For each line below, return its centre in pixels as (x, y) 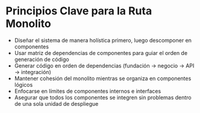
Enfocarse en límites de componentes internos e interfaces (88, 91)
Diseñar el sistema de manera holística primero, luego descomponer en (103, 40)
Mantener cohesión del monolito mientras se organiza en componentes (103, 78)
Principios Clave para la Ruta (79, 11)
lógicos (23, 84)
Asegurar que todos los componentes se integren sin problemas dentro (103, 97)
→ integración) (33, 72)
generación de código (42, 59)
